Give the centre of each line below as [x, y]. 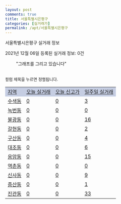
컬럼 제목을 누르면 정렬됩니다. [32, 79]
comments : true [21, 14]
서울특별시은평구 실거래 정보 [32, 43]
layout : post [19, 10]
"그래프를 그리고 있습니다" [41, 64]
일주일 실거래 [99, 92]
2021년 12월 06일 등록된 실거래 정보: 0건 [45, 53]
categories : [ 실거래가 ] [28, 23]
